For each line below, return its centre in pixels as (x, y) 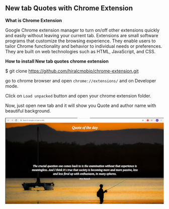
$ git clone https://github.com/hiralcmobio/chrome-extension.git (72, 71)
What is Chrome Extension (34, 20)
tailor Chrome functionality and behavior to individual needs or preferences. (84, 46)
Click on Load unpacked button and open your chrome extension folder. (78, 95)
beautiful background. (28, 111)
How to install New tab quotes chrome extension (57, 61)
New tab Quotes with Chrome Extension (69, 8)
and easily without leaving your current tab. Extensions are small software (82, 35)
